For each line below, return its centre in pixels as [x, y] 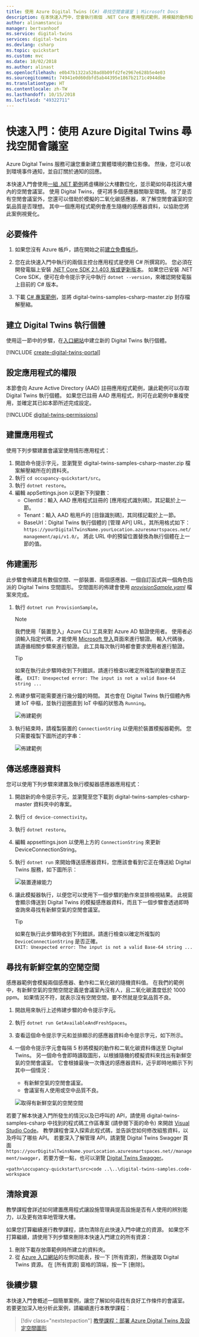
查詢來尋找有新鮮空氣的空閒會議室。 [59, 910]
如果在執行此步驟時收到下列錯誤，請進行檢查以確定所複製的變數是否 [98, 670]
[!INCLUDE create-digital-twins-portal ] [53, 353]
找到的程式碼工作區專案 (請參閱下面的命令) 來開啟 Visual [121, 1123]
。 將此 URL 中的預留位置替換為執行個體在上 [131, 536]
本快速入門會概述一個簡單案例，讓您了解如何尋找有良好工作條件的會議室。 [97, 1300]
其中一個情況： [33, 1070]
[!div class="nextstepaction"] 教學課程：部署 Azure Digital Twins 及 [103, 1320]
